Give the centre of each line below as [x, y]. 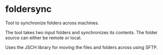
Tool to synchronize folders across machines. [52, 23]
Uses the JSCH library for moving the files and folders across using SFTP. [81, 47]
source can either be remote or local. [43, 38]
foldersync [28, 9]
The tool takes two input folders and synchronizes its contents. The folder [81, 32]
